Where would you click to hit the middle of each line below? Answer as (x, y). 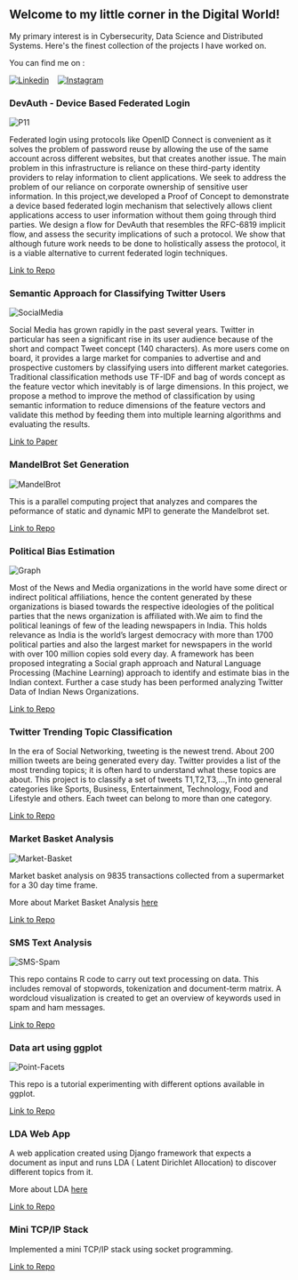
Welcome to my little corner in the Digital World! (145, 15)
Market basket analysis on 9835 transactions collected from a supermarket (147, 875)
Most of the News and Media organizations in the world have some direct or (148, 588)
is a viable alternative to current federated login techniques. (119, 254)
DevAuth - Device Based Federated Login (100, 103)
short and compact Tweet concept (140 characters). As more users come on (149, 349)
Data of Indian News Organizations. (74, 692)
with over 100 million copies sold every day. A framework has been (132, 654)
